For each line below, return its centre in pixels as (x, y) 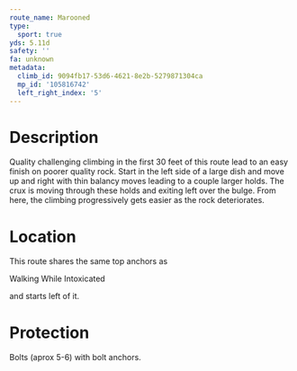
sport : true (40, 34)
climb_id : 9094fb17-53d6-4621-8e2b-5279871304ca (110, 76)
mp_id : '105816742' (54, 84)
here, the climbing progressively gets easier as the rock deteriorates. (137, 200)
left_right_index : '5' (60, 93)
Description (54, 137)
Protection (49, 332)
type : (19, 26)
